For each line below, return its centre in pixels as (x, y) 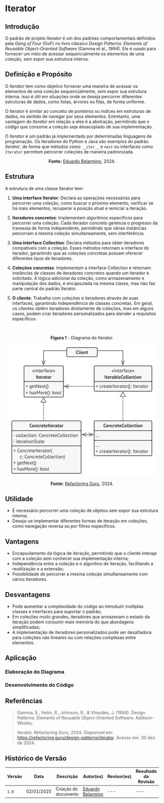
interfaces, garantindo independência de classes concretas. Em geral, (82, 303)
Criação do (67, 789)
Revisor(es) (119, 777)
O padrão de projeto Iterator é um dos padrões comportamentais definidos (80, 38)
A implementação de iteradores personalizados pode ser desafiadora (82, 633)
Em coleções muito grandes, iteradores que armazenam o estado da (81, 617)
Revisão (146, 782)
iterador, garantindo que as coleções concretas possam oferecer (77, 253)
